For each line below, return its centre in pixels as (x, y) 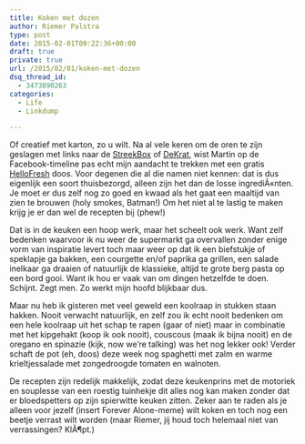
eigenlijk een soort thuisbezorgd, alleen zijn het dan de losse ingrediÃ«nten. (152, 184)
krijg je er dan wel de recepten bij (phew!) (87, 212)
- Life (30, 102)
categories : (32, 94)
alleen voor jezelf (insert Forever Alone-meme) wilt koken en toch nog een (149, 410)
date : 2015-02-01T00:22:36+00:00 (73, 43)
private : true (36, 60)
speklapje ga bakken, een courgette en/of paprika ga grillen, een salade (144, 259)
